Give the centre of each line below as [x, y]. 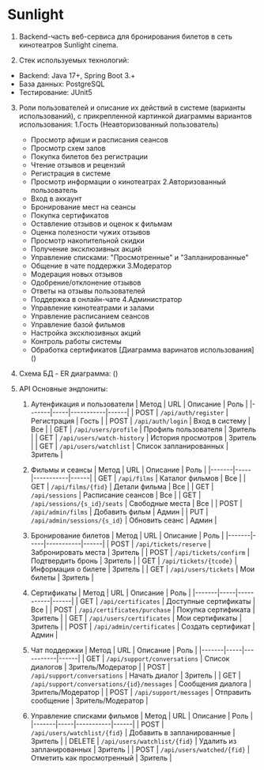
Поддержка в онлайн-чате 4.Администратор [106, 299]
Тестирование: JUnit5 [55, 92]
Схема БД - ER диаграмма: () [68, 373]
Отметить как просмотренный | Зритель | [101, 757]
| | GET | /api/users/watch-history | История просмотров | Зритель [143, 437]
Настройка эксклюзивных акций [86, 333]
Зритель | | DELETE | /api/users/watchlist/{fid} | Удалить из [134, 741]
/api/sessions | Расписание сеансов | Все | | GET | [116, 495]
